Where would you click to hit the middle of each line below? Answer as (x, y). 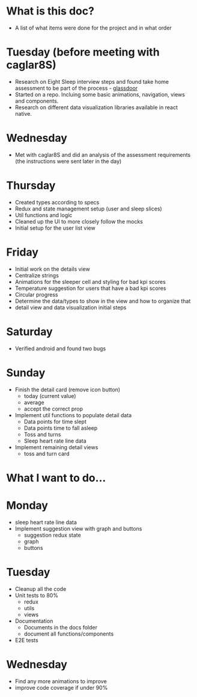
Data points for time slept (55, 421)
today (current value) (50, 396)
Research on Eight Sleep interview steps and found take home (92, 81)
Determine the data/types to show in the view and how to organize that (103, 301)
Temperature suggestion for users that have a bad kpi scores (90, 288)
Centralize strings (37, 275)
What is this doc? (50, 11)
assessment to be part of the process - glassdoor (76, 88)
